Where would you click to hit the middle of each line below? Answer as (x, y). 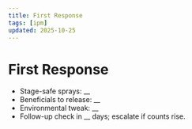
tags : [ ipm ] (28, 23)
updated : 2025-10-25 (42, 30)
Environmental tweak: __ (59, 108)
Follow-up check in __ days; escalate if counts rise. (102, 116)
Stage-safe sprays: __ (55, 91)
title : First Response (45, 15)
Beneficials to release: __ (60, 100)
